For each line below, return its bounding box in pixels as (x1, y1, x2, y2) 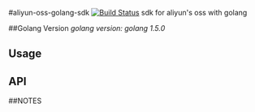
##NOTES (8, 96, 42, 106)
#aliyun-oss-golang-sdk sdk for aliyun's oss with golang (8, 8, 248, 17)
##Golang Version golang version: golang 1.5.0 (8, 24, 166, 32)
